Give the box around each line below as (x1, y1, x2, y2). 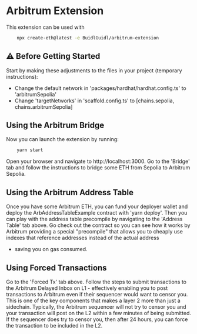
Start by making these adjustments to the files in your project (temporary (6, 66, 182, 74)
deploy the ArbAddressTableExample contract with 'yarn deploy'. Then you (6, 209, 188, 216)
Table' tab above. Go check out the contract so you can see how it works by (6, 222, 191, 229)
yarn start (16, 147, 44, 153)
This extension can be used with (6, 24, 85, 31)
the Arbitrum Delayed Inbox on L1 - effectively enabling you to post (6, 284, 168, 292)
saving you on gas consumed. (14, 246, 88, 253)
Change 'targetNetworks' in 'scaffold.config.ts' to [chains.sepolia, (14, 97, 175, 104)
